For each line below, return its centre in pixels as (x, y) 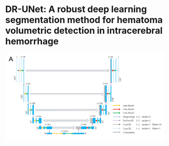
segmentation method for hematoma (84, 20)
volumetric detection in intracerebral (84, 31)
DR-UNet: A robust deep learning (76, 9)
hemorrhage (32, 42)
